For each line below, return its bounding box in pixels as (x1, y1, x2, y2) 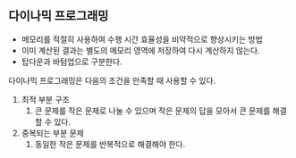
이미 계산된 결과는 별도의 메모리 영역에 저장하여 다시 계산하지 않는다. (21, 45, 260, 55)
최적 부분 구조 (21, 94, 70, 104)
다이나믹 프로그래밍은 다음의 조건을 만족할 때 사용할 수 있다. (8, 75, 216, 86)
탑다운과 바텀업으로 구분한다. (21, 56, 123, 67)
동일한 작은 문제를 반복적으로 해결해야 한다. (34, 138, 186, 149)
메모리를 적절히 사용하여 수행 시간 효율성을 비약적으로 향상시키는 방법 (21, 34, 263, 45)
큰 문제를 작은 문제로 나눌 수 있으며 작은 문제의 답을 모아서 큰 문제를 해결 (34, 105, 288, 116)
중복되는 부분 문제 (21, 128, 84, 138)
